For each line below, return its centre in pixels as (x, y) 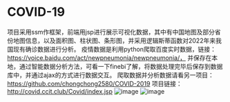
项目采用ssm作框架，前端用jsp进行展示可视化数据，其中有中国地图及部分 (111, 32)
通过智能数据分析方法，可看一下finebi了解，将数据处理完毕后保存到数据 (121, 66)
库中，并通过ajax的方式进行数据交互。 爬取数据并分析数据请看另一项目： (111, 75)
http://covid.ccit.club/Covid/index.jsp (60, 91)
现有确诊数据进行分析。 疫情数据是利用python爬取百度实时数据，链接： (114, 49)
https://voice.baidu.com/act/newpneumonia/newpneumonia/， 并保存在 (109, 58)
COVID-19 (36, 12)
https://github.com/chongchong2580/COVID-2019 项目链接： (95, 83)
